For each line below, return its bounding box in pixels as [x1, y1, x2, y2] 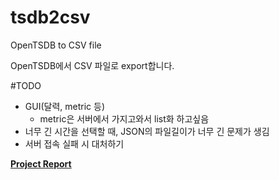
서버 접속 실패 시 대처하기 [24, 137, 125, 150]
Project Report [10, 157, 72, 170]
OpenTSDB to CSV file [10, 39, 102, 51]
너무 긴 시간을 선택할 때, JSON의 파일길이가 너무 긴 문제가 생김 [24, 125, 270, 137]
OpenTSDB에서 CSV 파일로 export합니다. [10, 59, 175, 71]
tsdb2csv [10, 6, 91, 29]
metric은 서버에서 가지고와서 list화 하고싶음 [39, 112, 210, 125]
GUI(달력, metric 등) [24, 100, 105, 112]
